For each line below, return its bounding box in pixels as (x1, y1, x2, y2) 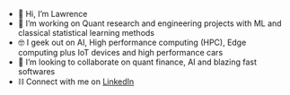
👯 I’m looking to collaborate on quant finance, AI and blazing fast (17, 56, 258, 67)
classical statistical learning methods (17, 28, 155, 38)
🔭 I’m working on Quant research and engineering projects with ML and (17, 18, 282, 29)
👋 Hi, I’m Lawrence (17, 9, 88, 19)
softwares (17, 66, 56, 76)
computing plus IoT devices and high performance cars (17, 47, 224, 57)
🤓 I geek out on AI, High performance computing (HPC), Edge (17, 37, 247, 47)
